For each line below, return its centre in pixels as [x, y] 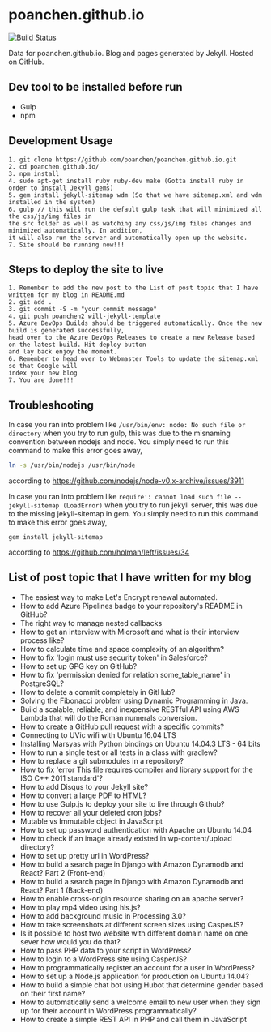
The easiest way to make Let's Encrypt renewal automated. [119, 597]
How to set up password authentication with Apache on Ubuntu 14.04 [136, 829]
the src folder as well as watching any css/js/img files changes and [130, 223]
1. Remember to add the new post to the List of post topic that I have [133, 288]
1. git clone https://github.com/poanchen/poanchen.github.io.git [123, 160]
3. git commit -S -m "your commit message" [83, 310]
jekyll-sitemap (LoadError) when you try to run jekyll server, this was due [133, 505]
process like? [42, 640]
